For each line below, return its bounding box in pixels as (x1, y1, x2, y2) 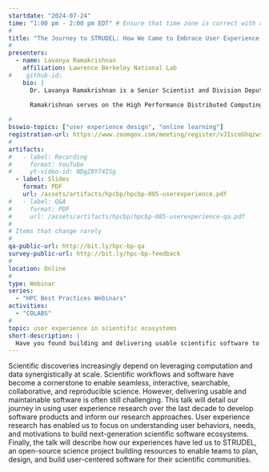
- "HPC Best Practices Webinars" (15, 294, 127, 303)
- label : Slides (15, 175, 70, 184)
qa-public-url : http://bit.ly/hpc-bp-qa (8, 242, 146, 251)
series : (8, 287, 34, 295)
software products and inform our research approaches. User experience (8, 412, 251, 422)
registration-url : (8, 131, 70, 139)
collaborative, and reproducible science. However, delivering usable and (8, 386, 247, 397)
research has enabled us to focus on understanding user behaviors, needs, (8, 421, 256, 430)
